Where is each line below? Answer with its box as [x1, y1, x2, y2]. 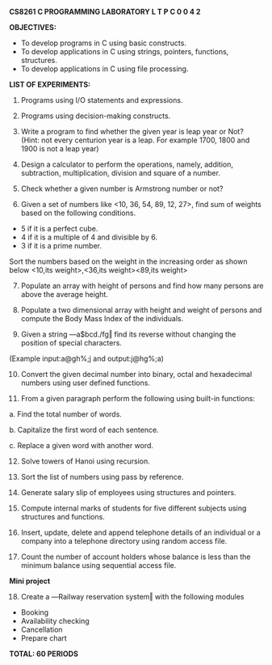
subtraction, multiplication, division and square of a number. [20, 168, 221, 177]
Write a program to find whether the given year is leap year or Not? [20, 127, 245, 136]
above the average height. [20, 290, 108, 299]
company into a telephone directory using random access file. [20, 536, 228, 545]
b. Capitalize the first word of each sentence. [9, 425, 160, 434]
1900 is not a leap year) [20, 144, 99, 153]
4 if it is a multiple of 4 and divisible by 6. [20, 232, 158, 242]
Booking [20, 608, 49, 617]
